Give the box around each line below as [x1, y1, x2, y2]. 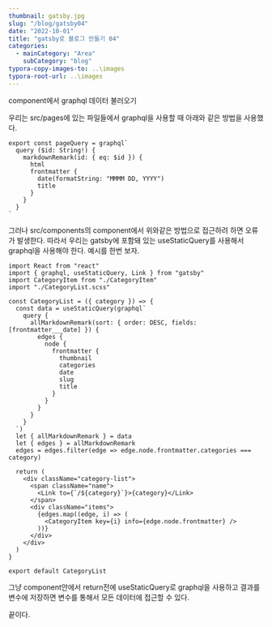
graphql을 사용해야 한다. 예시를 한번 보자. [8, 245, 140, 256]
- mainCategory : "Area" [15, 49, 96, 58]
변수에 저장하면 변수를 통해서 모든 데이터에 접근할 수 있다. [8, 592, 190, 602]
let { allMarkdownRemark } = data [15, 432, 132, 440]
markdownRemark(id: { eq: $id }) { [23, 153, 143, 161]
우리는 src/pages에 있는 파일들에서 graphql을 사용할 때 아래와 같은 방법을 [8, 113, 243, 122]
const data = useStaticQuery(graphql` [15, 304, 147, 312]
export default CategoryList [8, 567, 107, 575]
